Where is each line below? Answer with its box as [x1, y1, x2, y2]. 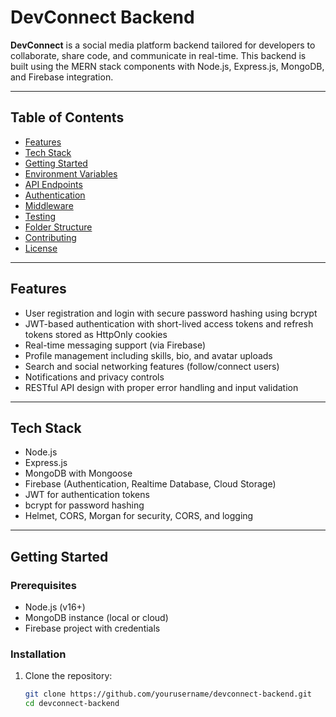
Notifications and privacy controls [24, 371, 165, 383]
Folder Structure [24, 221, 93, 233]
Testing [24, 210, 57, 222]
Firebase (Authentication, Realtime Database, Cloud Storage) [24, 478, 277, 490]
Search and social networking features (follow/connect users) [24, 360, 280, 372]
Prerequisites [10, 578, 77, 592]
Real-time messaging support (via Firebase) [24, 339, 207, 351]
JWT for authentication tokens [24, 489, 150, 501]
